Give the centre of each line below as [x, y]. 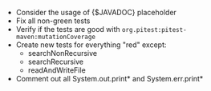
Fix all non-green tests [53, 21]
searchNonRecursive [63, 53]
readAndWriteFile [57, 70]
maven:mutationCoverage [56, 37]
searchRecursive [56, 61]
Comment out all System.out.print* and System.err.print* [110, 79]
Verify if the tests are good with [68, 29]
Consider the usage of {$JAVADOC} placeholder [96, 12]
